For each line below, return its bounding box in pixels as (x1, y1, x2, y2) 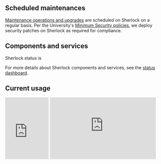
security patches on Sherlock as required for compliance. (5, 27, 122, 34)
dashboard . (5, 70, 29, 76)
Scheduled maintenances (5, 4, 85, 12)
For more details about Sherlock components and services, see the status (5, 64, 156, 71)
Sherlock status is (5, 55, 42, 61)
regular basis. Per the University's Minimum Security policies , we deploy (5, 22, 153, 28)
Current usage (5, 84, 51, 93)
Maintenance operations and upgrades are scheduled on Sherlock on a (5, 17, 150, 23)
